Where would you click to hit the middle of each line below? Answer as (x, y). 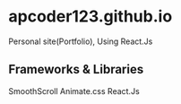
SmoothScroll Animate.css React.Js (74, 91)
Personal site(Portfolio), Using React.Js (81, 41)
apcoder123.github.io (90, 17)
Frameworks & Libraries (76, 69)
